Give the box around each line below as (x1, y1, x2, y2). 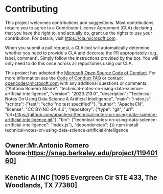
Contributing (5, 3, 58, 15)
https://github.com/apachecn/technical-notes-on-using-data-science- (14, 111, 158, 117)
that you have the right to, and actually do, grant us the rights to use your (5, 30, 153, 36)
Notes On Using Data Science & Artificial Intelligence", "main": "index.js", (5, 96, 152, 101)
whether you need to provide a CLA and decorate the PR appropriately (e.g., (5, 50, 159, 56)
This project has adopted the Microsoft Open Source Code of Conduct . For (5, 70, 156, 75)
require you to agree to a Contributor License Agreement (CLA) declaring (5, 24, 153, 30)
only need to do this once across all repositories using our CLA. (5, 60, 133, 66)
